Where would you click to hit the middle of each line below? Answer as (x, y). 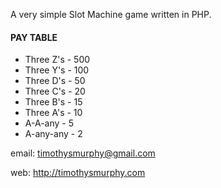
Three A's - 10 (53, 113)
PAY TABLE (34, 37)
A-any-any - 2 (53, 134)
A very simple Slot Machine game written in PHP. (111, 14)
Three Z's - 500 (57, 60)
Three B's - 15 (53, 102)
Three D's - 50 (55, 81)
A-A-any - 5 (49, 123)
